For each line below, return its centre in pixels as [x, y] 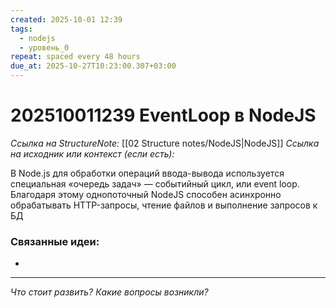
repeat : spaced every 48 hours [75, 57]
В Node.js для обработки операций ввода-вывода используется [147, 173]
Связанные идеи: [55, 241]
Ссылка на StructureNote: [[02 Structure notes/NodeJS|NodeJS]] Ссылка [165, 143]
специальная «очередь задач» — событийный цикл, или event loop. [155, 183]
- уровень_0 [44, 47]
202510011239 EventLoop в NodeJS [163, 115]
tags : [21, 29]
